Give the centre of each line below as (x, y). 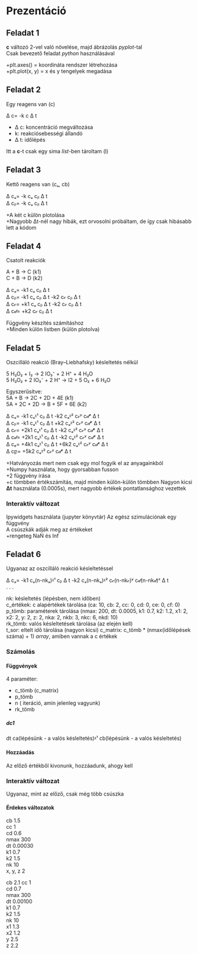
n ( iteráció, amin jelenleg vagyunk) (57, 703)
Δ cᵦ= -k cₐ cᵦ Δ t (27, 203)
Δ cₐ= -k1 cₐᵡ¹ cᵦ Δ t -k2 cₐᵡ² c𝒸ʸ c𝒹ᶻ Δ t (53, 416)
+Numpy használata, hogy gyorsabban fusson (63, 469)
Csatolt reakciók (26, 260)
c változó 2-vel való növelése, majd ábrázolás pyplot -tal (74, 47)
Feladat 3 (24, 170)
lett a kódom (21, 227)
